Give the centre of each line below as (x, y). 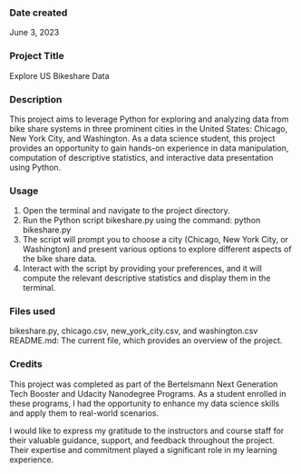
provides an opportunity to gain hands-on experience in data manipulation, (149, 148)
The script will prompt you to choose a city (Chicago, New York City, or (155, 240)
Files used (33, 311)
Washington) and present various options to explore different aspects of (157, 249)
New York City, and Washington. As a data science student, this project (142, 138)
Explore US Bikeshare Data (60, 75)
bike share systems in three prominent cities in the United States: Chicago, (149, 128)
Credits (26, 364)
